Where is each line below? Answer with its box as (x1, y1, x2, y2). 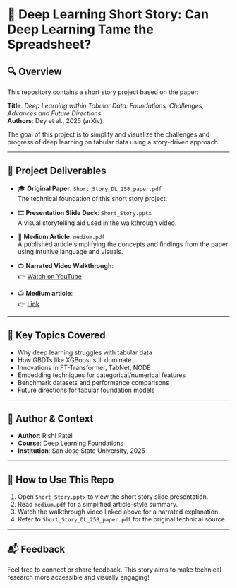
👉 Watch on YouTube (17, 272, 83, 280)
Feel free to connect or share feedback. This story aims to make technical (7, 565, 222, 574)
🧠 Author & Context (7, 413, 94, 425)
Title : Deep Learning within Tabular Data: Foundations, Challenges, (7, 102, 205, 110)
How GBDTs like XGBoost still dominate (17, 355, 132, 364)
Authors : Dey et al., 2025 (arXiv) (7, 117, 103, 125)
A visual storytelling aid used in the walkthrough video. (17, 219, 177, 227)
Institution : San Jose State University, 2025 (17, 446, 146, 455)
